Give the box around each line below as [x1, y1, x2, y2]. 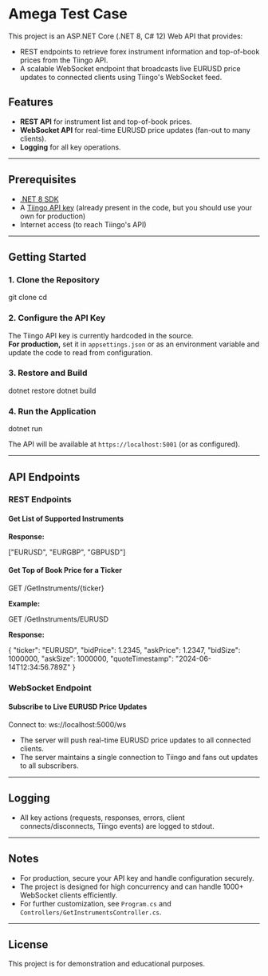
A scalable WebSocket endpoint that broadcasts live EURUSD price [19, 63, 241, 73]
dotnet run [8, 424, 43, 434]
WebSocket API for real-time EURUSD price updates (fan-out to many [19, 125, 251, 134]
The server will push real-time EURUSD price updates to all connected [19, 735, 251, 745]
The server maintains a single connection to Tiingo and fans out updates [19, 752, 258, 762]
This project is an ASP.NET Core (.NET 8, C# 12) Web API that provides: [8, 31, 243, 41]
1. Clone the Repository [8, 274, 100, 285]
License [8, 938, 49, 951]
